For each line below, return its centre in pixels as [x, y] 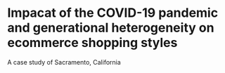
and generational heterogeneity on [111, 28]
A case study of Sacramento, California [64, 62]
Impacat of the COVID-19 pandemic [113, 13]
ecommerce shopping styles [92, 43]
